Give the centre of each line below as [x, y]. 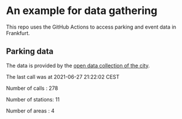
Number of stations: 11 [33, 99]
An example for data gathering [82, 11]
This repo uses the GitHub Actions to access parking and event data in [91, 27]
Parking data [30, 52]
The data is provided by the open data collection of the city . [78, 65]
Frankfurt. [18, 33]
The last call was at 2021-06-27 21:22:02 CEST [63, 76]
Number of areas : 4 [30, 111]
